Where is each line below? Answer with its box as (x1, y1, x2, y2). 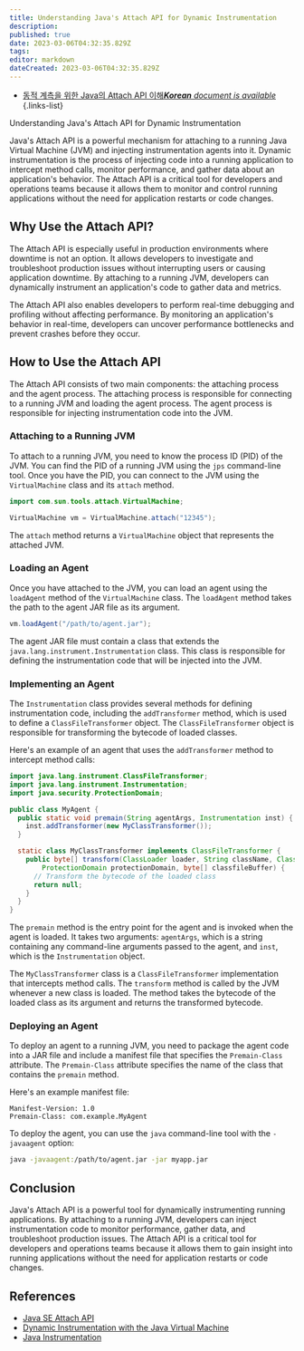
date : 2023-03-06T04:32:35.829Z (9, 38, 131, 48)
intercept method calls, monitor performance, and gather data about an (9, 164, 275, 175)
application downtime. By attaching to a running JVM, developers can (9, 272, 270, 283)
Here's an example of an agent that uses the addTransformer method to (9, 745, 274, 756)
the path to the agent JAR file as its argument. (9, 602, 181, 613)
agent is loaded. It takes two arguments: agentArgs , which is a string (9, 931, 263, 942)
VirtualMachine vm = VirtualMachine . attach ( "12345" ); (9, 513, 217, 522)
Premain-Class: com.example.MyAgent (9, 1112, 147, 1122)
